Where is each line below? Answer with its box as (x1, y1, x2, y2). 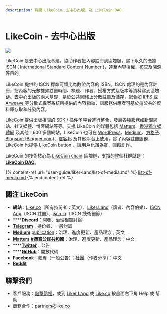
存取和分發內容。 (14, 106, 49, 112)
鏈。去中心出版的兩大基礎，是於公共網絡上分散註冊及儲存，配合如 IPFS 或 (5, 94, 158, 100)
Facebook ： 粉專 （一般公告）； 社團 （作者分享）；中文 (12, 255, 122, 261)
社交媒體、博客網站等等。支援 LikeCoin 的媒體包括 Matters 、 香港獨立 (14, 123, 157, 129)
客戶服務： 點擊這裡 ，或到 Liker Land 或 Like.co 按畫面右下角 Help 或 (12, 290, 154, 297)
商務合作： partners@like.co (12, 303, 70, 309)
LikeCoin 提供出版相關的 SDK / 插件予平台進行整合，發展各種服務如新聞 (5, 117, 153, 123)
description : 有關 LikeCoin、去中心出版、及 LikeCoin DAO (5, 7, 122, 13)
